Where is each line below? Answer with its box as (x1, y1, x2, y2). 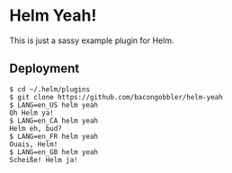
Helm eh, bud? (9, 124, 63, 133)
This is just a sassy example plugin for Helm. (9, 35, 174, 46)
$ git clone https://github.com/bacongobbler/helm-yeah (9, 92, 223, 101)
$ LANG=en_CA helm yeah (9, 116, 99, 125)
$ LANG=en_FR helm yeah (9, 132, 99, 141)
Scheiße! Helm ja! (9, 155, 78, 164)
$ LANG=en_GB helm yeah (9, 147, 99, 157)
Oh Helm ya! (9, 108, 54, 117)
